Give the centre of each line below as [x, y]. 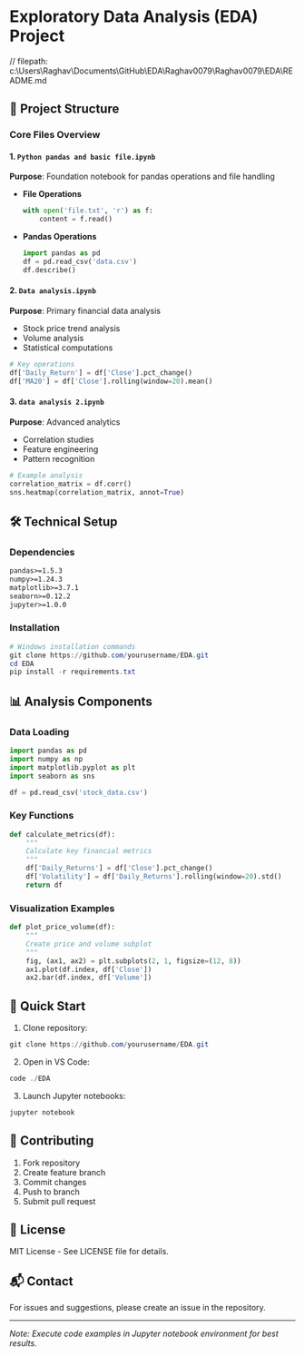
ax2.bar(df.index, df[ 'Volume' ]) [89, 978]
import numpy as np [46, 759]
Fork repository [51, 1163]
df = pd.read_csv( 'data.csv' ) [80, 262]
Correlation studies [58, 439]
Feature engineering [60, 449]
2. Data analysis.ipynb [53, 290]
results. [24, 1343]
